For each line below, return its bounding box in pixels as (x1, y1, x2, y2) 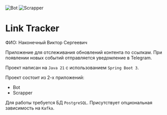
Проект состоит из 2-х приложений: (5, 74, 85, 80)
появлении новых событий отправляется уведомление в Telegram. (5, 54, 152, 61)
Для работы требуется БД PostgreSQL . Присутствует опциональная (5, 99, 153, 105)
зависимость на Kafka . (5, 105, 55, 111)
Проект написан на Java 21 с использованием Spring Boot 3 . (5, 64, 139, 71)
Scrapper (12, 90, 33, 96)
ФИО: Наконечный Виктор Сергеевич (5, 39, 88, 45)
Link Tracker (5, 23, 60, 34)
